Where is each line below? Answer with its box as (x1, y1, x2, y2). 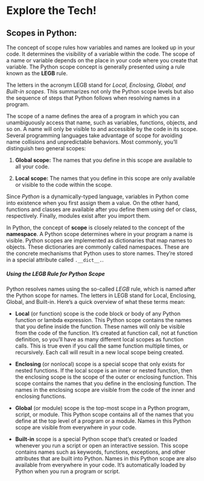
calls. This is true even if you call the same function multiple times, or (15, 342, 188, 349)
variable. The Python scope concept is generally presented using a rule (6, 63, 185, 70)
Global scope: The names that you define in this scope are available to (15, 156, 192, 164)
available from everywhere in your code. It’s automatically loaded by (15, 461, 186, 468)
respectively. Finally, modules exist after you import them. (6, 212, 151, 219)
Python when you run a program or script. (15, 468, 120, 475)
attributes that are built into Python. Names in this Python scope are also (15, 454, 197, 462)
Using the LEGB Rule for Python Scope (6, 270, 105, 277)
